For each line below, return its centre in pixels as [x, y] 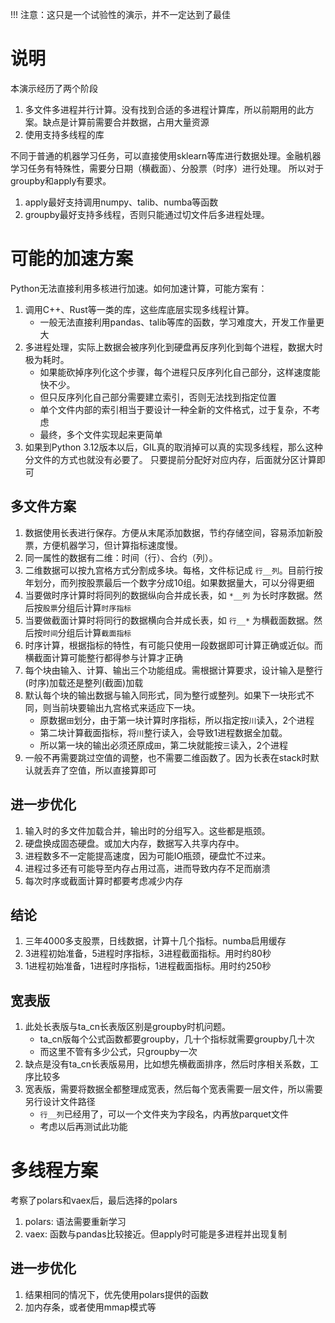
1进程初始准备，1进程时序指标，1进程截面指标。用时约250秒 [148, 966]
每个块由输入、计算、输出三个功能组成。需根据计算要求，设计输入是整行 [173, 670]
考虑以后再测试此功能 [83, 1127]
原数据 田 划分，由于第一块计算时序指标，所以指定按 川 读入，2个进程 [177, 720]
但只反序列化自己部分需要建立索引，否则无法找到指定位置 [158, 397]
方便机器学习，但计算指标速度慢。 [112, 545]
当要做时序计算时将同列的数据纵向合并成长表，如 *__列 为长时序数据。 [169, 595]
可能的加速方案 [72, 259]
